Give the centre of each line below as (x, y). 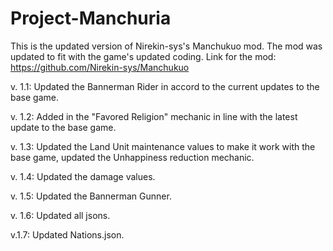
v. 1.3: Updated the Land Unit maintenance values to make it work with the (163, 146)
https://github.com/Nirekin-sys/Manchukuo (100, 67)
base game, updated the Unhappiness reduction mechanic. (132, 157)
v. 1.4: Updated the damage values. (83, 176)
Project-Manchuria (91, 18)
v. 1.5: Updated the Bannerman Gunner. (91, 196)
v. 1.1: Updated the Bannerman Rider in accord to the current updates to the (165, 86)
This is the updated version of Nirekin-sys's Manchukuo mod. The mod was (166, 46)
